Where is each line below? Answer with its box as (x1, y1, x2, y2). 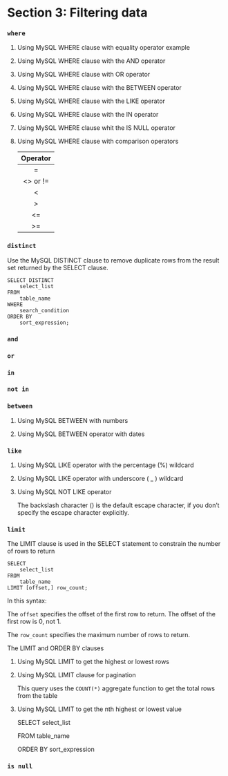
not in (7, 386, 30, 393)
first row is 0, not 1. (7, 617, 61, 626)
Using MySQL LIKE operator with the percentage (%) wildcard (17, 461, 194, 469)
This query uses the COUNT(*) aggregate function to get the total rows (17, 684, 216, 692)
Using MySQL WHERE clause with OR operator (17, 70, 151, 79)
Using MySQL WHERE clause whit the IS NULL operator (17, 124, 176, 132)
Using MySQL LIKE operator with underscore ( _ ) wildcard (17, 475, 184, 483)
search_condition (19, 307, 70, 314)
